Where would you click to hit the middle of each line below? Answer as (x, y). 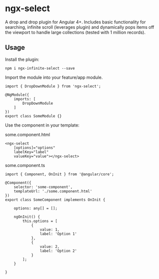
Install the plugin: (22, 59)
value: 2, (50, 246)
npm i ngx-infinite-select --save (40, 68)
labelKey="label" (31, 152)
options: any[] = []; (35, 208)
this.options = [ (40, 221)
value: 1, (50, 229)
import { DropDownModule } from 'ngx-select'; (53, 86)
